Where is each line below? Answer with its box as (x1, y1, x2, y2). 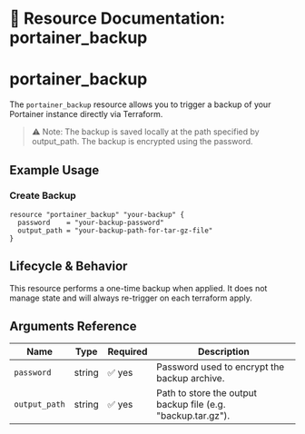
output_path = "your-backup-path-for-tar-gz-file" (17, 226, 213, 235)
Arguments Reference (9, 319, 138, 334)
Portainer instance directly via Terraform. (9, 109, 163, 120)
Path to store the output (156, 387, 257, 399)
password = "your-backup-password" (17, 218, 165, 227)
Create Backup (9, 190, 77, 202)
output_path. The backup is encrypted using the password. (31, 136, 253, 147)
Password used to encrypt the (156, 360, 285, 373)
